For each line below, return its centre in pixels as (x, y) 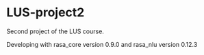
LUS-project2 (46, 13)
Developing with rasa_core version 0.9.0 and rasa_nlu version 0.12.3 (102, 44)
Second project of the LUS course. (55, 31)
